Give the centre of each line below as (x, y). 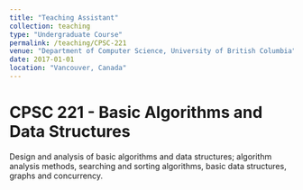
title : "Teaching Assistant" (64, 18)
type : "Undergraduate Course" (66, 34)
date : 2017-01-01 (42, 59)
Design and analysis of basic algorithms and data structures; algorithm (141, 156)
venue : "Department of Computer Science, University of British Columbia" (153, 51)
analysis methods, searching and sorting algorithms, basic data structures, (148, 166)
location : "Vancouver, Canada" (68, 68)
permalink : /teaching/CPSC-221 (68, 43)
